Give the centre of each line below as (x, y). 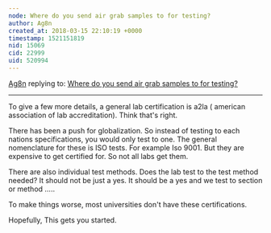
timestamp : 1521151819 (46, 38)
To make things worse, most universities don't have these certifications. (128, 204)
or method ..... (31, 189)
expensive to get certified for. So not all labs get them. (98, 156)
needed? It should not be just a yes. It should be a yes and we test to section (135, 180)
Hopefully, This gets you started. (63, 220)
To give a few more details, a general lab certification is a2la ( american (127, 106)
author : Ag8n (30, 23)
